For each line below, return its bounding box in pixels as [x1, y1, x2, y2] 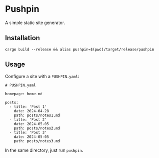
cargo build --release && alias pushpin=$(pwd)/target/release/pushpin [5, 47, 154, 52]
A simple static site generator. [5, 20, 65, 26]
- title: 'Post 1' [9, 104, 47, 109]
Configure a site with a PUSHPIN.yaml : [5, 73, 79, 79]
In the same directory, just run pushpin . [5, 147, 83, 153]
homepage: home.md [5, 91, 43, 96]
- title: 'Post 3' [9, 130, 47, 135]
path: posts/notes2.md [14, 126, 60, 131]
